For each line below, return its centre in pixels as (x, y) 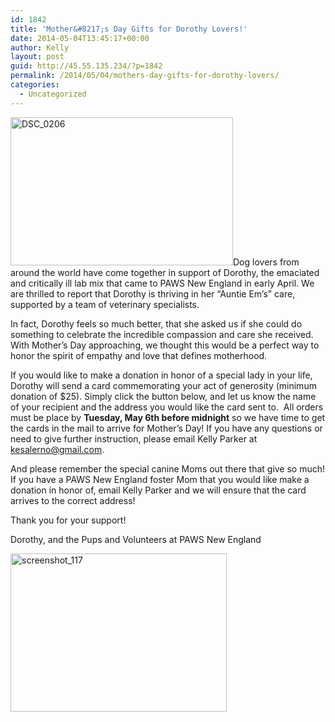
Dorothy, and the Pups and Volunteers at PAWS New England (136, 539)
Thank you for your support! (68, 520)
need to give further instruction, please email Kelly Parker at (134, 438)
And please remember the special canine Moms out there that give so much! (168, 468)
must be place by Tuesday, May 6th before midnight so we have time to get (168, 417)
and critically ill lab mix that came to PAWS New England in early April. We (162, 283)
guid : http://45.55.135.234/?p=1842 (86, 66)
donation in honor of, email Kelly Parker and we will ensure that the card (158, 490)
